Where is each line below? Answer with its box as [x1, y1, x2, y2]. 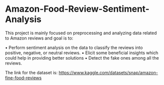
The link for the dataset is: [5, 69, 58, 75]
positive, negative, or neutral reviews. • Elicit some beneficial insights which [5, 50, 159, 56]
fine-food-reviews [5, 75, 42, 81]
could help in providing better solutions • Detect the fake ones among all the [5, 55, 159, 61]
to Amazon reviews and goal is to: [5, 35, 73, 41]
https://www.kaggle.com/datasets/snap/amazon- [58, 69, 158, 75]
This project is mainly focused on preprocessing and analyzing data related [5, 30, 157, 36]
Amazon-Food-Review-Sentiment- [5, 3, 150, 15]
